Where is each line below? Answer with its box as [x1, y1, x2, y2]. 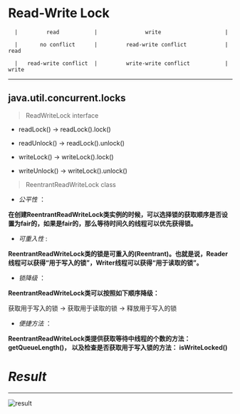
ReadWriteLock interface [25, 111, 99, 119]
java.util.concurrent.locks [8, 92, 126, 104]
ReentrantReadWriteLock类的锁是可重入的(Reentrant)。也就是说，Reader [8, 249, 229, 258]
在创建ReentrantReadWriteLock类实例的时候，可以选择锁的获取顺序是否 [8, 210, 222, 218]
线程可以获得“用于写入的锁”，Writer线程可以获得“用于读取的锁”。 [8, 258, 203, 267]
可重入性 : [18, 234, 48, 243]
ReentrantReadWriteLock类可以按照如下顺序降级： [8, 288, 160, 297]
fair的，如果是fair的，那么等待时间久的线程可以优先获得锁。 [20, 219, 197, 228]
